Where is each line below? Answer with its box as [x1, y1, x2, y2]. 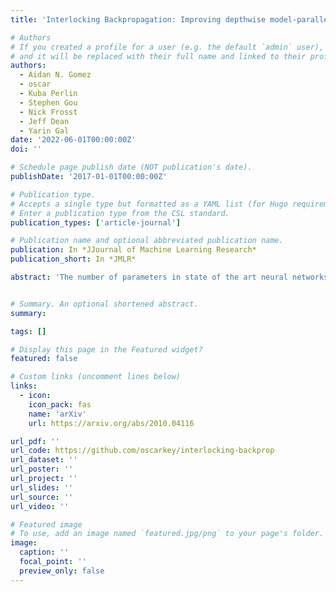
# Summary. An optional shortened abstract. [10, 299, 199, 309]
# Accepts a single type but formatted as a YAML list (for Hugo [10, 199, 288, 209]
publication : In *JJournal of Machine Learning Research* [10, 245, 257, 255]
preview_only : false [19, 566, 105, 576]
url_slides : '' [10, 482, 74, 493]
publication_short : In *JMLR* [10, 254, 137, 265]
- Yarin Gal [19, 126, 70, 136]
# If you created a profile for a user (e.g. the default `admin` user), [10, 42, 325, 52]
